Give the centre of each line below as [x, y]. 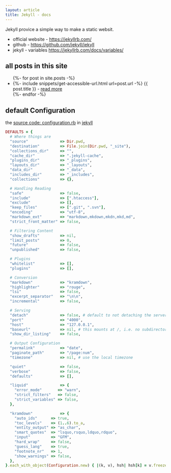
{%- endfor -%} [29, 94]
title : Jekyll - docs [28, 15]
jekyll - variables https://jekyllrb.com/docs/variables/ [68, 50]
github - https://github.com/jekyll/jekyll [53, 44]
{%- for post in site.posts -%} [44, 78]
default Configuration [40, 110]
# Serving [20, 311]
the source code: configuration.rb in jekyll [49, 123]
